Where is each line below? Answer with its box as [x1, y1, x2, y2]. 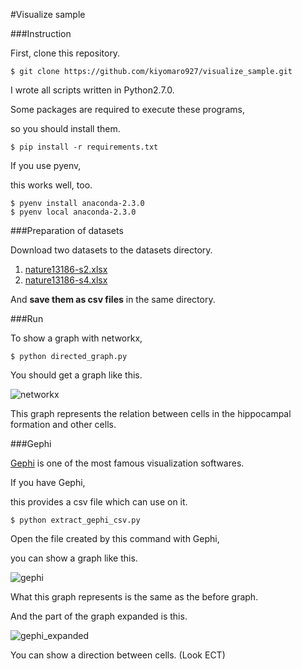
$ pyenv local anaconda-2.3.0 [10, 207, 137, 217]
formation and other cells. [10, 419, 117, 430]
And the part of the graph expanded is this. [10, 610, 188, 622]
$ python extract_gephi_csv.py [10, 515, 141, 525]
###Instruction [10, 28, 72, 39]
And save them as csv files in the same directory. [10, 294, 216, 305]
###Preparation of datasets [10, 225, 124, 236]
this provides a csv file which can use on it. [10, 496, 188, 508]
